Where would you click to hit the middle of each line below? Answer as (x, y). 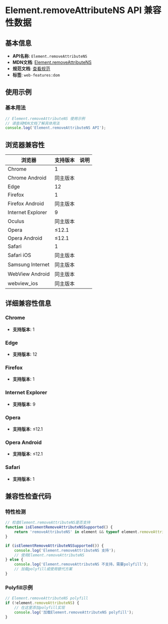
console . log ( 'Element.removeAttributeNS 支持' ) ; (65, 550)
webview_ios (23, 284)
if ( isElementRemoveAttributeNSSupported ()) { (54, 546)
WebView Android (29, 274)
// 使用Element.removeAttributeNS (49, 555)
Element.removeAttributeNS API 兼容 (83, 10)
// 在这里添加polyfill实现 (39, 607)
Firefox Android (26, 204)
